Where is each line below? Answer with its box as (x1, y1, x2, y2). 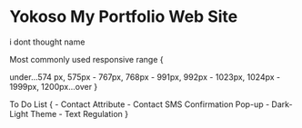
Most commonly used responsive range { (9, 54, 164, 64)
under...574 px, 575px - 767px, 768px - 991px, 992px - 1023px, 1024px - (9, 71, 280, 83)
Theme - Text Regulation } (30, 108, 129, 119)
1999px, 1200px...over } (9, 81, 98, 92)
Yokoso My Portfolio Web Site (9, 6, 238, 27)
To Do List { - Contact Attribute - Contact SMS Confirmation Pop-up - (9, 98, 270, 110)
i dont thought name (9, 36, 86, 47)
